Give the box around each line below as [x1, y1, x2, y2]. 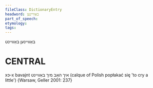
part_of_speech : [5, 16, 38, 21]
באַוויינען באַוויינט [5, 39, 36, 44]
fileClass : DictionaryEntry [5, 7, 62, 12]
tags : [5, 25, 16, 30]
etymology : [5, 21, 27, 26]
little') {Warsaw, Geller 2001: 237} [5, 77, 73, 83]
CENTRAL [5, 56, 46, 67]
